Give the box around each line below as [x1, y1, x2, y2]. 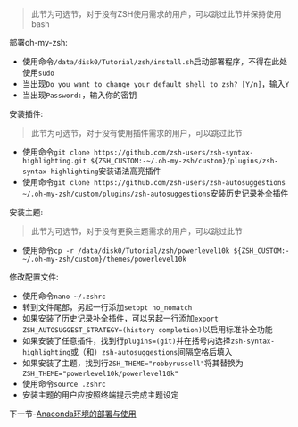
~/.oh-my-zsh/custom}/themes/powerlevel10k [21, 255, 187, 264]
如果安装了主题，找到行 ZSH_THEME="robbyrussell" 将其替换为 [21, 357, 244, 368]
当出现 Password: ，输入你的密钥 [21, 89, 137, 100]
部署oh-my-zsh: [9, 38, 69, 47]
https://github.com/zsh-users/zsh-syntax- [93, 148, 254, 157]
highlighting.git [21, 156, 87, 165]
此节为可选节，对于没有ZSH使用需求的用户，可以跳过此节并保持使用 [30, 9, 282, 19]
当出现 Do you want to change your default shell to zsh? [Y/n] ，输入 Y [21, 79, 290, 88]
